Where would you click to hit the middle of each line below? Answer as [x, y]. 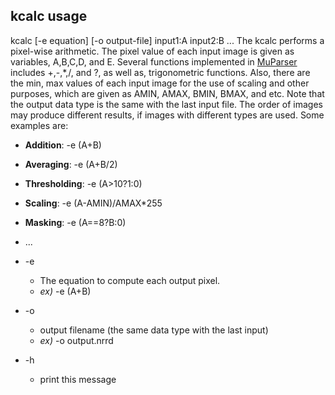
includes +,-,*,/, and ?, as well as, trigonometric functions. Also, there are [160, 72]
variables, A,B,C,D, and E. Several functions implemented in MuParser [154, 61]
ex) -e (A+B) [65, 291]
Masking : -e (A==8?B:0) [75, 222]
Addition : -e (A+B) [63, 145]
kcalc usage [49, 16]
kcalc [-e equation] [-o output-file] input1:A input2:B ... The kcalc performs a [167, 40]
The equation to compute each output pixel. [130, 280]
